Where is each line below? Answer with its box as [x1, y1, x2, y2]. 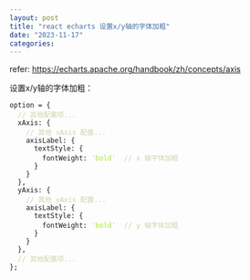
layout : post [9, 13, 59, 23]
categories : [9, 38, 55, 48]
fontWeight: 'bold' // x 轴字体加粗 [42, 154, 179, 163]
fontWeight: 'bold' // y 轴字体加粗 [42, 221, 179, 231]
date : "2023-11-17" [9, 30, 84, 39]
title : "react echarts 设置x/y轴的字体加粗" [9, 22, 171, 31]
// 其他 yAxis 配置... [26, 195, 107, 205]
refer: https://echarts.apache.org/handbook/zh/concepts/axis [9, 64, 242, 75]
